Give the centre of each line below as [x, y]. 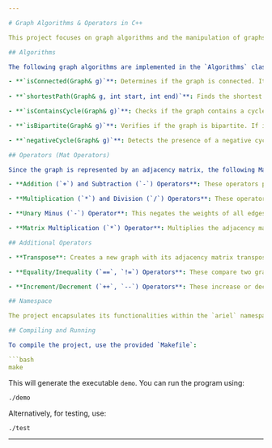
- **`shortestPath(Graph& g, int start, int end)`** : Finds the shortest [136, 97]
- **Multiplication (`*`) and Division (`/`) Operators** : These [121, 199]
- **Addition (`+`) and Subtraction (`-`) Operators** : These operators [134, 184]
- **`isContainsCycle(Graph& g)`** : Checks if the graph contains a [126, 111]
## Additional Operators [50, 243]
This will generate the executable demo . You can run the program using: [127, 382]
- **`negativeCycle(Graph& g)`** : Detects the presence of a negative [130, 140]
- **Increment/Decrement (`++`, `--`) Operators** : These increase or [130, 287]
